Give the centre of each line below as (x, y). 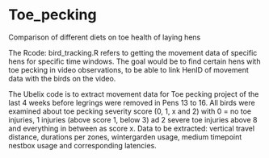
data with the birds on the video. (62, 78)
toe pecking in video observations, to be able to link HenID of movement (128, 69)
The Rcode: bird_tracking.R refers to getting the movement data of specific (133, 52)
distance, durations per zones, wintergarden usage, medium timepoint (125, 137)
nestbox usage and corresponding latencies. (83, 145)
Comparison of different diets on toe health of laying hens (105, 37)
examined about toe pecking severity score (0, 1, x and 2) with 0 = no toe (130, 111)
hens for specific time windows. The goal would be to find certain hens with (134, 61)
